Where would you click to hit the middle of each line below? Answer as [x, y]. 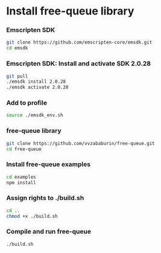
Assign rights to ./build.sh [45, 198]
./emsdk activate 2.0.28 [37, 88]
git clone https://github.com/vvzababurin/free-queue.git [80, 143]
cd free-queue [24, 149]
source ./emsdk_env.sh [35, 115]
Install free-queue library [70, 11]
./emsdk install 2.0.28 [36, 82]
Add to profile [27, 103]
